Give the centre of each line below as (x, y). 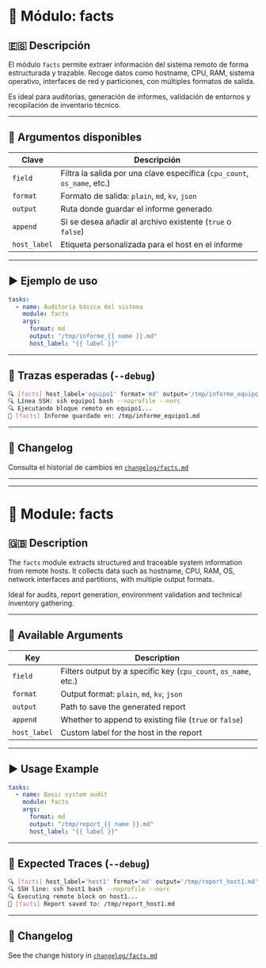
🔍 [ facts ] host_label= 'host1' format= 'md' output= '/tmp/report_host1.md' (133, 882)
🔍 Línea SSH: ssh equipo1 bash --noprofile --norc (94, 401)
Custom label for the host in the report (131, 733)
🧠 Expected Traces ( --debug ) (79, 864)
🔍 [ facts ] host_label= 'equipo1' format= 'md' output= (98, 394)
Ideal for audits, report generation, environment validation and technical (125, 595)
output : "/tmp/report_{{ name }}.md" (91, 824)
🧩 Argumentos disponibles (75, 138)
